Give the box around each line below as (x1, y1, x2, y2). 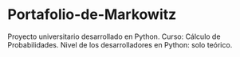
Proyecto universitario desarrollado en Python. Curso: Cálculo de (7, 32, 221, 41)
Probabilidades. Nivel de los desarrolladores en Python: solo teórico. (7, 40, 233, 49)
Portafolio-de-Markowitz (7, 6, 177, 24)
